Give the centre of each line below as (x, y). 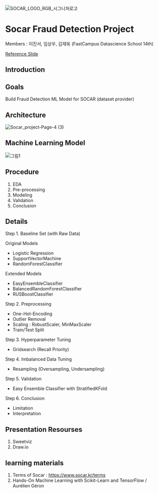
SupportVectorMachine (37, 259)
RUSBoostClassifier (33, 294)
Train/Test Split (28, 330)
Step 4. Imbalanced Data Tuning (39, 359)
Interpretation (27, 414)
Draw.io (20, 447)
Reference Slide (22, 54)
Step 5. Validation (23, 379)
